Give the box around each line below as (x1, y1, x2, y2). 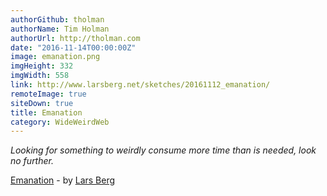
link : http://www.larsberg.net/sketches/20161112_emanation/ (10, 80, 271, 90)
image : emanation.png (10, 52, 101, 62)
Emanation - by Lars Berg (10, 174, 116, 186)
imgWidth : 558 (10, 71, 70, 81)
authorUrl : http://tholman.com (10, 33, 141, 43)
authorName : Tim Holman (10, 24, 110, 34)
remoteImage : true (10, 89, 87, 99)
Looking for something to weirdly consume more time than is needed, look (10, 144, 317, 156)
